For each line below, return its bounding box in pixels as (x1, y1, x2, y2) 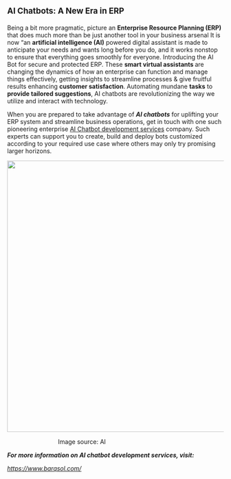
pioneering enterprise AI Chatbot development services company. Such (7, 125, 210, 133)
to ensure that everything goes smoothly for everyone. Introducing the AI (7, 52, 214, 61)
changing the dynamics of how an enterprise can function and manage (7, 68, 208, 76)
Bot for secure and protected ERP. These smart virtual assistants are (7, 60, 204, 68)
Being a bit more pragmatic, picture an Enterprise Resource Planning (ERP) (7, 23, 222, 32)
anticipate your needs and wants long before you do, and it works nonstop (7, 45, 218, 54)
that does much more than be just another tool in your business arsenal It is (7, 30, 221, 39)
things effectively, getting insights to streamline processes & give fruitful (7, 74, 212, 83)
